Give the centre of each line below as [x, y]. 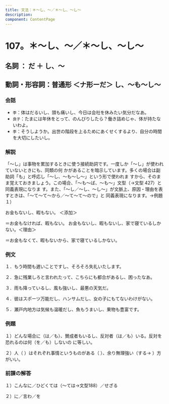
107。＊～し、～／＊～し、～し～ [74, 46]
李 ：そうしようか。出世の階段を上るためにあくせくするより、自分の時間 [87, 131]
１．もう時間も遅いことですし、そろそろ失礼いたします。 [65, 267]
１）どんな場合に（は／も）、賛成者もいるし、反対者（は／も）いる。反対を [84, 336]
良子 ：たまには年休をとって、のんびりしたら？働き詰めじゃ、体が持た [84, 119]
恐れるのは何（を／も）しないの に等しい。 [50, 342]
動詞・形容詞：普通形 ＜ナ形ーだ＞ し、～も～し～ [83, 85]
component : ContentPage [30, 19]
